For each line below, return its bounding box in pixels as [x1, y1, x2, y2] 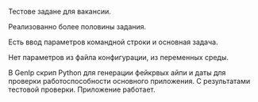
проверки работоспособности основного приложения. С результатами [8, 77, 251, 85]
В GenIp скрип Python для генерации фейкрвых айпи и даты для [8, 68, 226, 77]
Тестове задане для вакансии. [8, 7, 111, 16]
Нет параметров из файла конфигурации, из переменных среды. [8, 53, 229, 62]
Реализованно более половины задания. [8, 22, 147, 31]
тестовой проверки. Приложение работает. [8, 85, 156, 94]
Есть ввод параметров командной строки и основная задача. [8, 37, 218, 47]
